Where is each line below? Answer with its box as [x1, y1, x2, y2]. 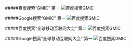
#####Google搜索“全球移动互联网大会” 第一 [5, 36, 92, 41]
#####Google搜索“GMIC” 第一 [5, 15, 66, 21]
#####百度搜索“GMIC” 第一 [5, 5, 60, 11]
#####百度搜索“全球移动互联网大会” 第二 [5, 25, 87, 31]
